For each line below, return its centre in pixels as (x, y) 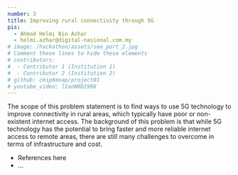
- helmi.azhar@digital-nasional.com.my (73, 40)
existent (19, 122)
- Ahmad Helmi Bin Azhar (50, 34)
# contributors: (31, 60)
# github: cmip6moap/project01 (54, 80)
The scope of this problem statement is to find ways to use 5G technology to (119, 106)
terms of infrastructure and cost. (55, 144)
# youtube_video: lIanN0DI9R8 (52, 86)
